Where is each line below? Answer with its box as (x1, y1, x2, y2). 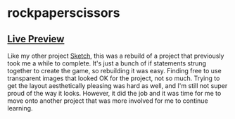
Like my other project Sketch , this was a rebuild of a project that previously (7, 51, 224, 60)
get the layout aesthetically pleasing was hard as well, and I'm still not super (7, 82, 228, 89)
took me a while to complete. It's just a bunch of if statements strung (7, 59, 206, 68)
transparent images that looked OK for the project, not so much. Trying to (7, 74, 220, 82)
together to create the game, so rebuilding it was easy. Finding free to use (7, 67, 222, 75)
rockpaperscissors (7, 5, 120, 21)
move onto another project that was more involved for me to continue (7, 96, 209, 105)
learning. (7, 104, 33, 112)
